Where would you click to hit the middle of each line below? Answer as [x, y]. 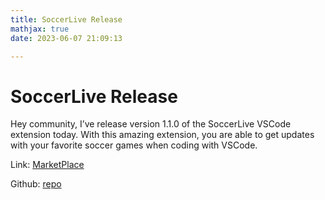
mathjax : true [40, 29]
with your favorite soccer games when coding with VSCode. [134, 145]
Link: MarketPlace [47, 165]
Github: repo [36, 184]
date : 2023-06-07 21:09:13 [66, 38]
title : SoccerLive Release [66, 19]
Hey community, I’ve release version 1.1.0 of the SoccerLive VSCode [151, 124]
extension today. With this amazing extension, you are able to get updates [162, 135]
